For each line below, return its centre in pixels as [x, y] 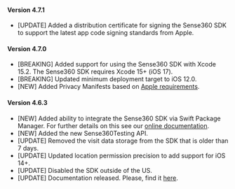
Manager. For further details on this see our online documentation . [113, 125]
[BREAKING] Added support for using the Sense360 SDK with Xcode [116, 64]
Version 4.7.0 [27, 48]
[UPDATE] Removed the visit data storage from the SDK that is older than [123, 141]
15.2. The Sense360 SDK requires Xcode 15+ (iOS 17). [95, 72]
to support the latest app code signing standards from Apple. [106, 33]
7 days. [28, 148]
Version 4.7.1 [26, 10]
